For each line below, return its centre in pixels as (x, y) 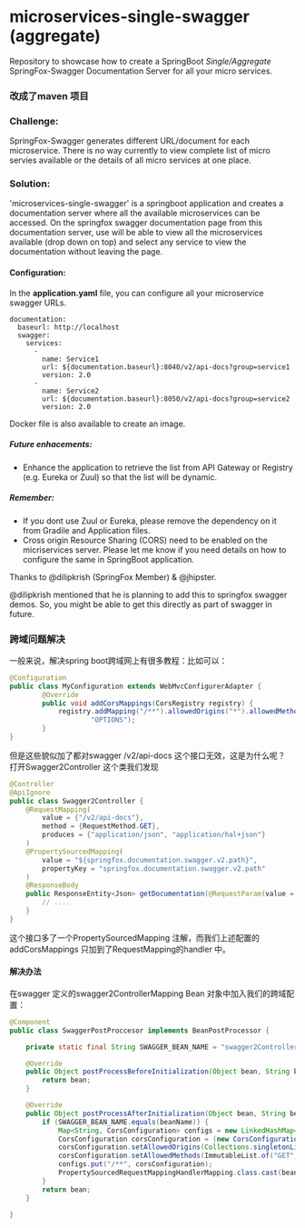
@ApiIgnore (30, 793)
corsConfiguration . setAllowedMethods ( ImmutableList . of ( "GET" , (178, 1156)
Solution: (30, 184)
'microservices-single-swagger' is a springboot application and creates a (147, 204)
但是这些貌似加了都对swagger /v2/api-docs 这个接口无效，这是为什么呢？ (148, 755)
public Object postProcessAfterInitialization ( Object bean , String (156, 1113)
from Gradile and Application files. (86, 530)
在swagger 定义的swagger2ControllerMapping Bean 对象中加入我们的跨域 (148, 993)
